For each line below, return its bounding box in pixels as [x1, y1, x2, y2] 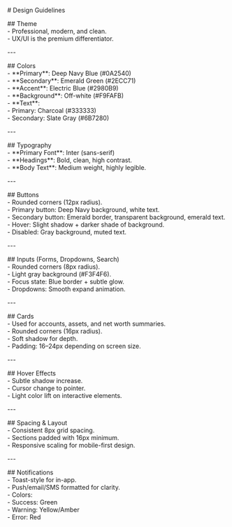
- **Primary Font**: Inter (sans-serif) [7, 149, 115, 156]
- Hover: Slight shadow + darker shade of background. [7, 220, 165, 229]
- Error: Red [7, 513, 41, 521]
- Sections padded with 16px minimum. [7, 434, 119, 441]
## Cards [7, 312, 34, 320]
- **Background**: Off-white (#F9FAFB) [7, 91, 124, 100]
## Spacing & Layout [7, 419, 68, 427]
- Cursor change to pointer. [7, 384, 86, 392]
